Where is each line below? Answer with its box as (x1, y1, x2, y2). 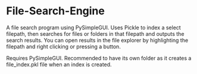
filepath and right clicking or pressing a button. (6, 43, 121, 50)
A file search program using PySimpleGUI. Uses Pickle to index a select (6, 24, 182, 31)
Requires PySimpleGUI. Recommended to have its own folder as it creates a (6, 54, 192, 61)
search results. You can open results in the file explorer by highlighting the (6, 36, 189, 44)
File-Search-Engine (6, 4, 105, 18)
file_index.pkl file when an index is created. (6, 61, 112, 68)
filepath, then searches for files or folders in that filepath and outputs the (6, 30, 185, 37)
